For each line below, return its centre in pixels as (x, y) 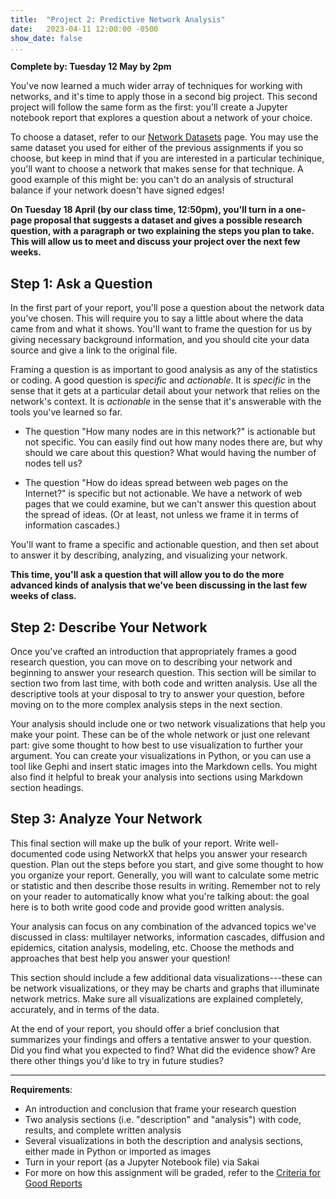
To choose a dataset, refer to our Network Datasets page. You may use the (164, 137)
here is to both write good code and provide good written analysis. (147, 907)
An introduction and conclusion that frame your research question (160, 1108)
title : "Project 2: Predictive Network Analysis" (118, 19)
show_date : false (46, 38)
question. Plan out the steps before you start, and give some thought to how (167, 864)
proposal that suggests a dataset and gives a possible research (168, 220)
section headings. (47, 787)
